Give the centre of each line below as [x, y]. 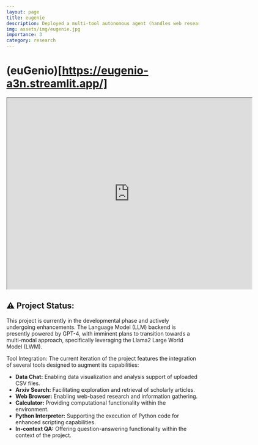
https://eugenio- [105, 71]
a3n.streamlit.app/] [57, 84]
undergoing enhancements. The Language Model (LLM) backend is [91, 327]
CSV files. [28, 383]
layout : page [23, 12]
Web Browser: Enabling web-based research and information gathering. [106, 396]
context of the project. [43, 435]
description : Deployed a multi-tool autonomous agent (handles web [94, 23]
